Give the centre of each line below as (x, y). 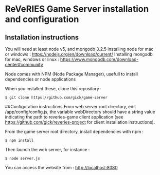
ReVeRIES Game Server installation (77, 9)
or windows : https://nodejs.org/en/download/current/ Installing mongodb (79, 54)
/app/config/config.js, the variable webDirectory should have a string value (80, 112)
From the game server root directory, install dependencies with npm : (74, 132)
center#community (24, 65)
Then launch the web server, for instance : (47, 149)
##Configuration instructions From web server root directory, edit (71, 107)
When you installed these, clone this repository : (53, 88)
